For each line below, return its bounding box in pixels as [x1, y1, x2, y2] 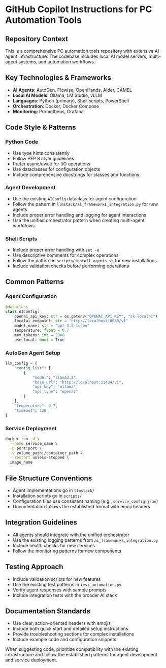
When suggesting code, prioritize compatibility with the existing [5, 646, 139, 652]
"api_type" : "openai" [32, 389, 79, 394]
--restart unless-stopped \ [10, 455, 70, 460]
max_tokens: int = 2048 [14, 333, 65, 338]
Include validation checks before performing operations [12, 263, 129, 269]
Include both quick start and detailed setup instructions [12, 625, 128, 632]
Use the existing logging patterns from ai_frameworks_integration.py [12, 537, 158, 543]
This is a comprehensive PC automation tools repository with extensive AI [5, 48, 159, 54]
